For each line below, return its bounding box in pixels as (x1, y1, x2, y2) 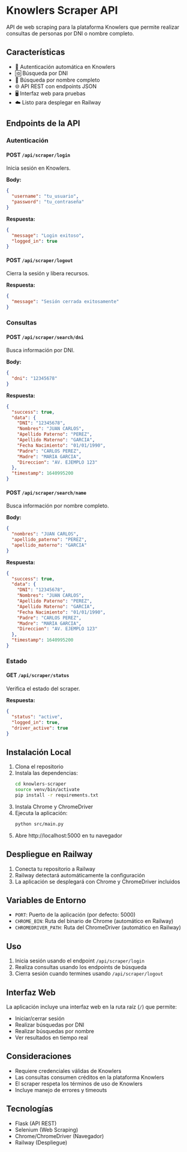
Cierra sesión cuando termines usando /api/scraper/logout (14, 970, 164, 977)
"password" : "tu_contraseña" (11, 199, 85, 205)
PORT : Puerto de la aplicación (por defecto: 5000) (14, 911, 136, 918)
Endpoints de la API (6, 118, 80, 129)
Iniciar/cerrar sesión (14, 1015, 65, 1022)
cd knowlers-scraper (14, 781, 67, 787)
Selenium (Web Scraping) (14, 1126, 79, 1133)
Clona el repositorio (14, 763, 64, 771)
